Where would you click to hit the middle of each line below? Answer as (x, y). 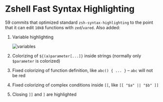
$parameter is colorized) (36, 61)
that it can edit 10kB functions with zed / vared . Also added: (63, 27)
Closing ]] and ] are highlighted (44, 94)
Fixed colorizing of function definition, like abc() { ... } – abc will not (82, 70)
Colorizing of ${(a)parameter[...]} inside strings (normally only (77, 56)
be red (19, 75)
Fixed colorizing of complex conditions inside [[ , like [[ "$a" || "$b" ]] (85, 85)
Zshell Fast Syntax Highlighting (70, 9)
